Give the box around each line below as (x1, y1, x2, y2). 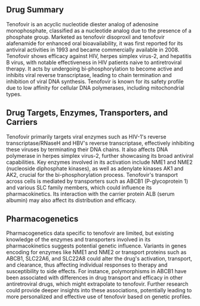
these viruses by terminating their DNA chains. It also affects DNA (6, 146, 168, 153)
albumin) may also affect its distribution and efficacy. (6, 197, 137, 204)
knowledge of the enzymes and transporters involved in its (6, 236, 151, 243)
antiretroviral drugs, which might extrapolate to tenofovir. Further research (6, 280, 189, 287)
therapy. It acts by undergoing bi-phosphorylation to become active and (6, 65, 183, 72)
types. (6, 90, 22, 97)
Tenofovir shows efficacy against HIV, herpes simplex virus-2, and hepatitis (6, 52, 192, 59)
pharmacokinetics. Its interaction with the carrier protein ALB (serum (6, 190, 175, 197)
